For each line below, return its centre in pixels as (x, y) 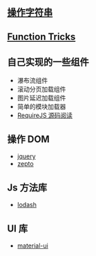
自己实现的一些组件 (48, 62)
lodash (27, 205)
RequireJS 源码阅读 (45, 115)
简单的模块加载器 (41, 106)
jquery (26, 156)
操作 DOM (28, 139)
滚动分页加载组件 (41, 89)
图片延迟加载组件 (41, 98)
